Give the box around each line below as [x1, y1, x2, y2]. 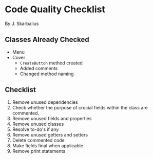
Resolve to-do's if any [12, 126, 59, 132]
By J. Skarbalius [5, 20, 39, 27]
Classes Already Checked [5, 35, 89, 44]
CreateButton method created [20, 60, 83, 66]
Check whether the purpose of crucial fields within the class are [12, 104, 148, 110]
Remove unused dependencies [12, 99, 78, 105]
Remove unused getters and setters [12, 131, 88, 138]
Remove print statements [12, 148, 66, 154]
